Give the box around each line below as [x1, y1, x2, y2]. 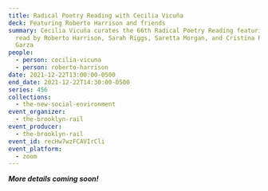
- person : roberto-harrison [15, 64, 109, 72]
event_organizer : [8, 108, 66, 116]
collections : [8, 93, 52, 101]
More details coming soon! [8, 174, 99, 184]
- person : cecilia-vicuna [15, 57, 102, 64]
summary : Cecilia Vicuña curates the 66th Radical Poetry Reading [8, 26, 234, 34]
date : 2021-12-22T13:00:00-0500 [8, 71, 116, 79]
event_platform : [8, 145, 62, 153]
